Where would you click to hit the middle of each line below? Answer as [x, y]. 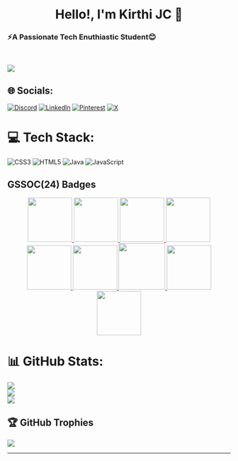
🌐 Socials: [30, 90]
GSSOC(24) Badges [52, 184]
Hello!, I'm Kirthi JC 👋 [119, 15]
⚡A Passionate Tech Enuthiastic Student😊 [82, 37]
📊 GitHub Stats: [56, 362]
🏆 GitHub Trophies [51, 423]
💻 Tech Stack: [51, 138]
